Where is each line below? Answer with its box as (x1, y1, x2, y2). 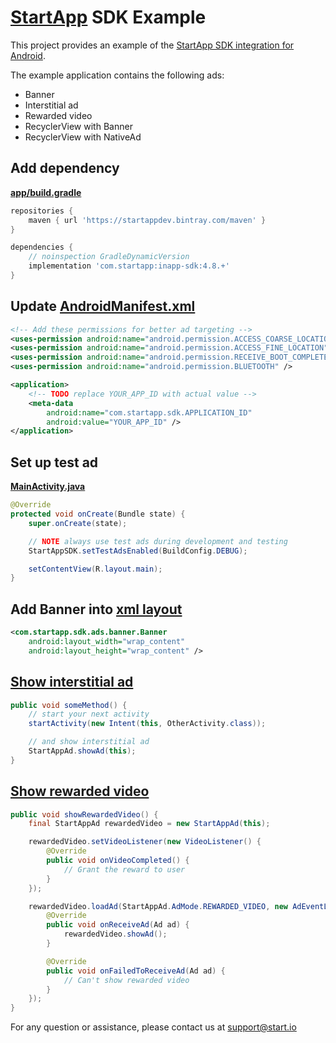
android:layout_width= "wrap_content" (28, 636, 186, 646)
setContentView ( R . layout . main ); (28, 564, 163, 574)
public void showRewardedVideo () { (10, 809, 159, 820)
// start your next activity (28, 709, 150, 720)
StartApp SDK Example (10, 6, 207, 29)
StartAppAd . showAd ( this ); (28, 746, 137, 756)
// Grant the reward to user (63, 864, 186, 875)
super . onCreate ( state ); (28, 518, 128, 528)
